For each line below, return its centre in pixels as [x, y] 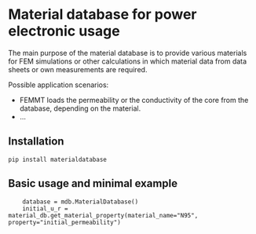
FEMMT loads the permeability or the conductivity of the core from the [134, 100]
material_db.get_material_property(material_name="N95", [103, 215]
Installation [36, 142]
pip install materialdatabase [58, 159]
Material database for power [103, 15]
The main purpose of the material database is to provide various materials [128, 53]
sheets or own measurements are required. [78, 69]
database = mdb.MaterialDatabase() [80, 202]
